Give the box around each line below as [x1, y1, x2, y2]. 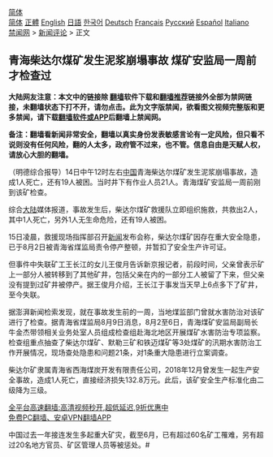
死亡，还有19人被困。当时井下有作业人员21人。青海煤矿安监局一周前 [25, 177, 254, 187]
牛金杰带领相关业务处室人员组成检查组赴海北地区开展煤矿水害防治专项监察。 [8, 327, 265, 337]
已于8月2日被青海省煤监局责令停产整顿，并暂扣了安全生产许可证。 [8, 242, 232, 252]
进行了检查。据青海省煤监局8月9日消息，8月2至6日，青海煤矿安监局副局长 [8, 317, 258, 326]
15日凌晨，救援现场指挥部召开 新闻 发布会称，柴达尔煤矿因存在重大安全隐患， [8, 231, 265, 241]
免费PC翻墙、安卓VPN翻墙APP [8, 412, 111, 422]
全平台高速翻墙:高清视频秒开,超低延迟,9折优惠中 [8, 402, 169, 412]
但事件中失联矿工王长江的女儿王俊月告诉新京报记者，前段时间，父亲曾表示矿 [8, 259, 265, 269]
